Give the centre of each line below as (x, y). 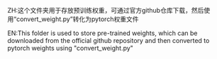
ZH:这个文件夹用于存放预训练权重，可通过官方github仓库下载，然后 (106, 10)
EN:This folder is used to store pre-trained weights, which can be (102, 33)
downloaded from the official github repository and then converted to (108, 40)
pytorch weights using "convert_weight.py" (70, 48)
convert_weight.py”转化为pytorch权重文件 (78, 19)
